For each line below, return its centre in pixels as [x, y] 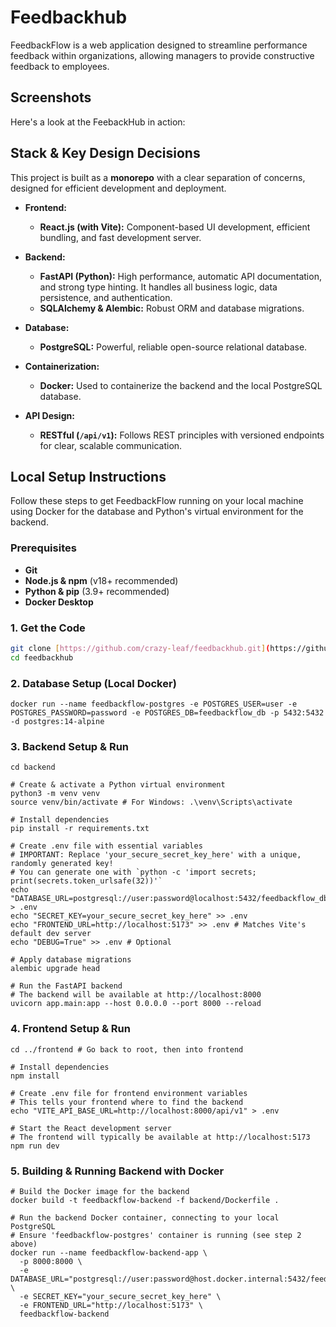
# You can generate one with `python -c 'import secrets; [133, 872]
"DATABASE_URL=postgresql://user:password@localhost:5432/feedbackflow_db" [171, 899]
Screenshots [51, 97]
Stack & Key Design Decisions [105, 153]
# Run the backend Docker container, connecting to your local [145, 1217]
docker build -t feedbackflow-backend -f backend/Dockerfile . [145, 1200]
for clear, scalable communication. [111, 445]
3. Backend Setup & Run [70, 746]
